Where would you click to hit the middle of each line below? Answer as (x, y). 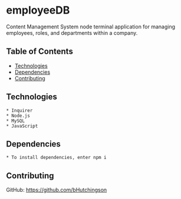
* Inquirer (19, 110)
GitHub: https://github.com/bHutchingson (57, 190)
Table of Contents (40, 52)
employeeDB (38, 10)
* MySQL (16, 121)
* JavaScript (22, 126)
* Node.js (18, 116)
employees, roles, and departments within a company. (72, 32)
